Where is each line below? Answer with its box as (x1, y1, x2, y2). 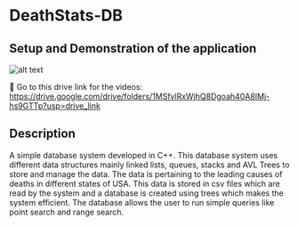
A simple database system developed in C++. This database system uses (9, 149, 278, 160)
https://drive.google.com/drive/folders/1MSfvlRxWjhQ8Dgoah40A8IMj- (9, 91, 270, 101)
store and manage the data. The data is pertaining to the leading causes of (9, 168, 283, 179)
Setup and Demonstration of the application (9, 41, 257, 56)
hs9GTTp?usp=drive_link (9, 101, 101, 111)
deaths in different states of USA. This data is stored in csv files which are (9, 178, 280, 189)
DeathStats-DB (9, 5, 123, 26)
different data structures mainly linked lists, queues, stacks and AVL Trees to (9, 159, 290, 170)
